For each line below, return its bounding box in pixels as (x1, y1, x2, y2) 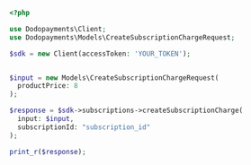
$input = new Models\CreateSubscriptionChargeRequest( (9, 73, 220, 82)
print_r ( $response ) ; (9, 147, 87, 156)
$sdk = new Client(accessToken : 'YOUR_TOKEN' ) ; (9, 49, 192, 58)
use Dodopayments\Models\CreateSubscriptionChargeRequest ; (9, 32, 236, 42)
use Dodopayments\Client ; (9, 24, 106, 33)
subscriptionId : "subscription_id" (17, 122, 151, 132)
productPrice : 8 (17, 82, 78, 91)
